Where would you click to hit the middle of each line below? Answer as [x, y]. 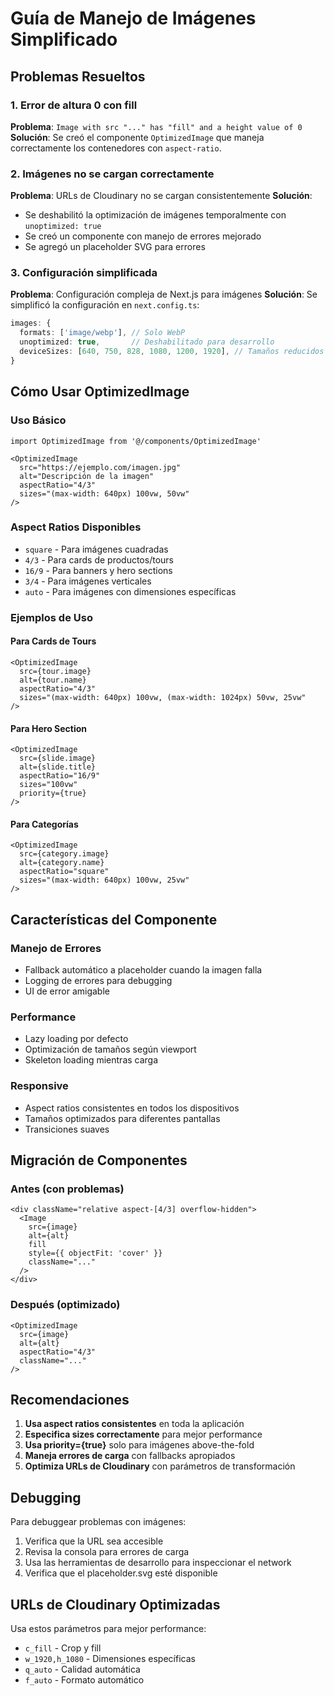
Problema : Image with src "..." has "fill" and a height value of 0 [156, 126]
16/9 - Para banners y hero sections [98, 570]
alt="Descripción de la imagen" [87, 476]
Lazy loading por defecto [76, 1039]
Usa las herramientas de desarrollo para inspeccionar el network [158, 1563]
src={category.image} [64, 854]
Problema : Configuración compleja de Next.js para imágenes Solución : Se [164, 294]
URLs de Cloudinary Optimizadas [115, 1604]
